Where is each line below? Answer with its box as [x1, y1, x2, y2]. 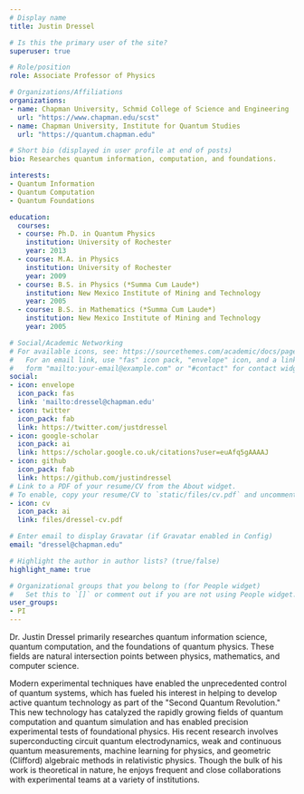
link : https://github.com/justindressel [17, 473, 172, 482]
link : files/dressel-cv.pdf [17, 516, 124, 525]
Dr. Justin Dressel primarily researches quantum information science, [9, 632, 268, 642]
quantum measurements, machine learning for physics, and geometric [9, 745, 271, 756]
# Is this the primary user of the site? [9, 38, 168, 47]
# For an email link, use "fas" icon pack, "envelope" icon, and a [9, 355, 278, 364]
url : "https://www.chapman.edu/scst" [17, 112, 160, 122]
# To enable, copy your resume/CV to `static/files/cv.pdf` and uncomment [9, 490, 298, 499]
